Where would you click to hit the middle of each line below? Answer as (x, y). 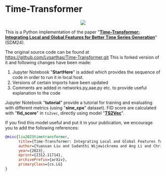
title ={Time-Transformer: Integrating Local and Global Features (87, 141)
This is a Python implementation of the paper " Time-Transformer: (72, 32)
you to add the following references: (42, 128)
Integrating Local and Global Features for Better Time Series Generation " (81, 37)
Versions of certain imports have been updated (60, 82)
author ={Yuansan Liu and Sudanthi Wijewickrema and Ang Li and (85, 146)
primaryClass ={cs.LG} (41, 164)
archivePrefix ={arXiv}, (43, 160)
